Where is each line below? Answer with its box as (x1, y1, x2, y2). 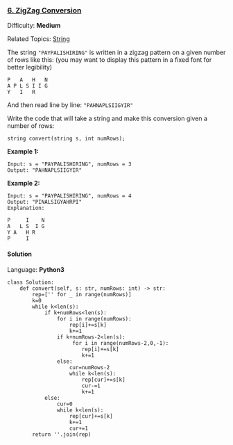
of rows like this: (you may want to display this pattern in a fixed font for (7, 56, 212, 64)
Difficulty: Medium (7, 22, 61, 30)
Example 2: (7, 179, 40, 188)
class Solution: (7, 279, 54, 286)
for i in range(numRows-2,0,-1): (72, 339, 169, 346)
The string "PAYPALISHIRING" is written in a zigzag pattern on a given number (7, 48, 226, 57)
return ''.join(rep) (32, 430, 92, 438)
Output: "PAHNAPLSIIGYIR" (7, 167, 82, 174)
